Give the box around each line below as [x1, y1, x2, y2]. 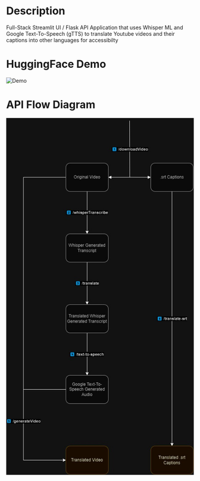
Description [6, 4, 65, 18]
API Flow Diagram [6, 98, 96, 111]
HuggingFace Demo [6, 58, 107, 71]
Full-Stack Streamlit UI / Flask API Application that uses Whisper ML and [6, 24, 183, 31]
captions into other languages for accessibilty [6, 36, 118, 43]
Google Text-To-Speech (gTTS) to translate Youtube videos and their [6, 30, 176, 37]
